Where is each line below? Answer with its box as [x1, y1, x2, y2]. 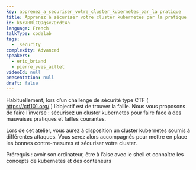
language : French [6, 25, 49, 31]
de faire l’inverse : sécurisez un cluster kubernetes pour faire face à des [6, 109, 182, 116]
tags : [6, 36, 20, 42]
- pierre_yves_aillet [11, 63, 65, 70]
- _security [11, 42, 41, 48]
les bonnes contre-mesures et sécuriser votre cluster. [6, 140, 137, 146]
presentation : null [6, 75, 54, 81]
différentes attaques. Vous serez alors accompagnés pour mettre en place [6, 133, 188, 140]
